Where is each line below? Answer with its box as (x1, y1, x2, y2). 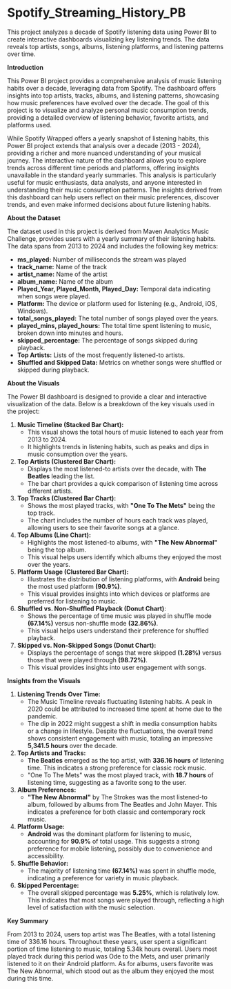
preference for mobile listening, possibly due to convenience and (27, 844, 212, 853)
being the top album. (27, 545, 87, 554)
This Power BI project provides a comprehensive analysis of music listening (7, 76, 222, 84)
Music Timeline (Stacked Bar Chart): (17, 420, 124, 428)
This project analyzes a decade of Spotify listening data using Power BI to (7, 28, 217, 36)
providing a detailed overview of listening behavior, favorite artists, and (7, 113, 209, 122)
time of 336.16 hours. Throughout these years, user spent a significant (7, 937, 207, 945)
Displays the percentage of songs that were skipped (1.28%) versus (27, 648, 222, 657)
